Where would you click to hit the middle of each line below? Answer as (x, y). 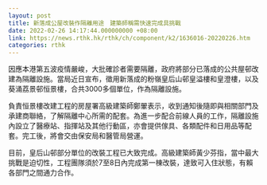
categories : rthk (37, 45)
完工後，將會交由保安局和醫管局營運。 (85, 136)
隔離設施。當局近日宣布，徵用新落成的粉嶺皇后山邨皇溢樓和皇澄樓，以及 (140, 79)
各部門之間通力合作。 (43, 173)
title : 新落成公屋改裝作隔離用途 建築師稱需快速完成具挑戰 (95, 23)
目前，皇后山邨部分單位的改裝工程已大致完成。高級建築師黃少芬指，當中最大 (133, 153)
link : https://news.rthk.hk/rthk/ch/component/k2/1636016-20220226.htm (129, 38)
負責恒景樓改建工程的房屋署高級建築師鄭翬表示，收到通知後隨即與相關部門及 (133, 106)
